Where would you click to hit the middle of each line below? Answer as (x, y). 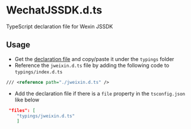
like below (27, 100)
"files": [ (22, 110)
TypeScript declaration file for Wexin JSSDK (60, 26)
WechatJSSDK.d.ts (54, 10)
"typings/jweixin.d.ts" (46, 116)
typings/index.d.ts (39, 72)
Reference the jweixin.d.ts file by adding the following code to (92, 65)
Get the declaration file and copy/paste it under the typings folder (94, 59)
